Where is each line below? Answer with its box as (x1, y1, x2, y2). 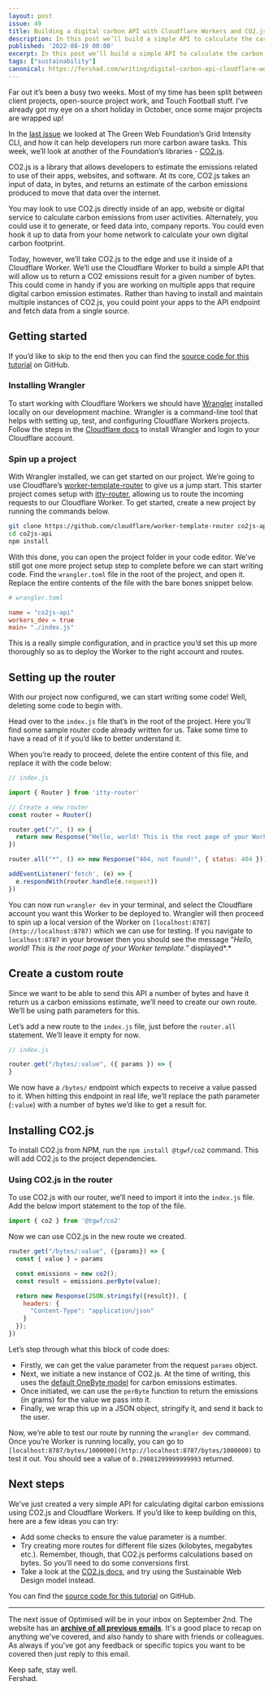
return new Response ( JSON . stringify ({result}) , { (15, 1291, 187, 1300)
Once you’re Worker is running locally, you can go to (8, 1436, 184, 1446)
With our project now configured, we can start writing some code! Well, (8, 692, 248, 702)
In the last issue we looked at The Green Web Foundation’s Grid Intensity (8, 129, 252, 138)
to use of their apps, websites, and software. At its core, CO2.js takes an (8, 170, 250, 180)
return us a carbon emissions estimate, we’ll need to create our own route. (8, 997, 258, 1007)
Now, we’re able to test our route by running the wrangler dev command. (8, 1427, 251, 1437)
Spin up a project (8, 453, 77, 465)
